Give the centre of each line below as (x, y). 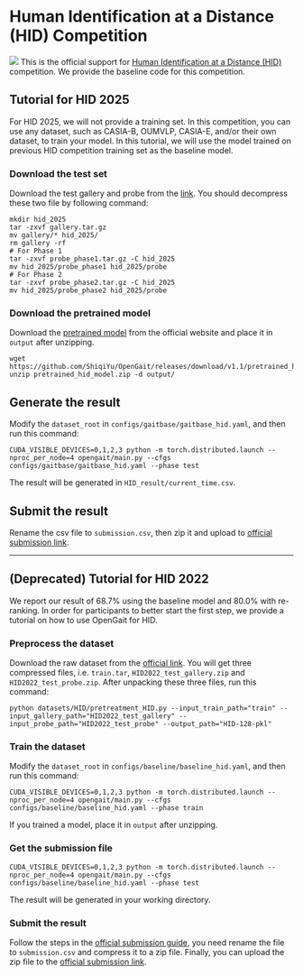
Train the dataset (47, 746)
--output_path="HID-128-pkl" (217, 724)
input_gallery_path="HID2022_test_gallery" (92, 716)
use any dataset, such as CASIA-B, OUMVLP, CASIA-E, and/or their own (143, 131)
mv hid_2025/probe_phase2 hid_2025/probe (88, 290)
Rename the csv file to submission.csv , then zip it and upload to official (141, 532)
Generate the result (65, 402)
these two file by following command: (79, 203)
